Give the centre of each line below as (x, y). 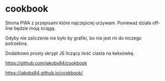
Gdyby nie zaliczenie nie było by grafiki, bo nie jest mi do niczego (73, 38)
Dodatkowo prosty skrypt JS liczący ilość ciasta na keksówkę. (70, 53)
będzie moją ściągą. (35, 28)
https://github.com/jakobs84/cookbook (46, 63)
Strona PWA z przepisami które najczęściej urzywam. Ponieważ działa (78, 23)
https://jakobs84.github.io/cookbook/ (44, 73)
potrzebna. (17, 43)
